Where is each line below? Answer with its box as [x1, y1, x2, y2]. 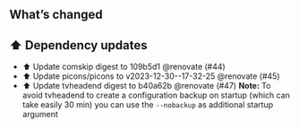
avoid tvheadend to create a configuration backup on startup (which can [21, 90, 291, 101]
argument [21, 109, 58, 120]
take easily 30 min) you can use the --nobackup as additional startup [21, 99, 274, 110]
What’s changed [9, 7, 103, 22]
